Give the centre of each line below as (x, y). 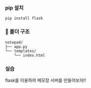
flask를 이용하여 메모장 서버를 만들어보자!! (46, 80)
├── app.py (16, 46)
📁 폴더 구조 (17, 32)
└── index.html (30, 55)
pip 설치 (14, 7)
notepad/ (14, 42)
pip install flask (24, 18)
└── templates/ (21, 51)
